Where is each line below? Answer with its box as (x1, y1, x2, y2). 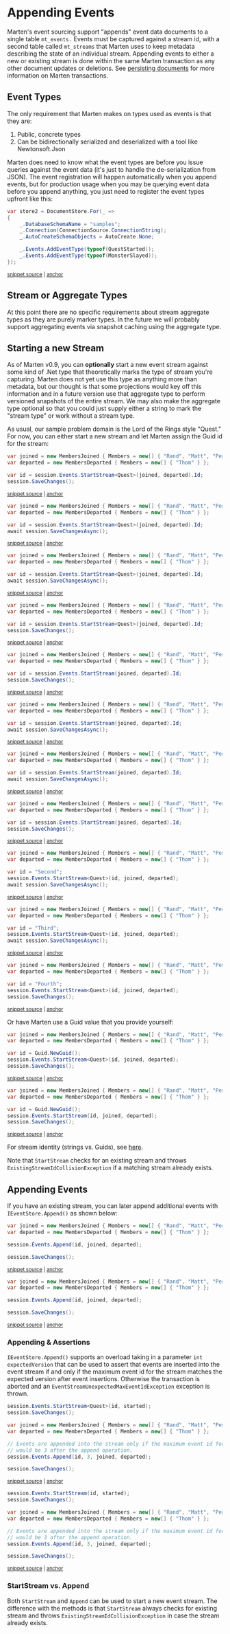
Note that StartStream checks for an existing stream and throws (7, 1156, 187, 1165)
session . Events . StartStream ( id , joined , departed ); (7, 1112, 157, 1119)
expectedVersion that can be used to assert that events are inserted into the (7, 1361, 220, 1369)
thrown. (7, 1389, 29, 1398)
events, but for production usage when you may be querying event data (7, 180, 209, 188)
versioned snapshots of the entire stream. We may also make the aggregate (7, 397, 221, 405)
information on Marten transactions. (7, 71, 108, 80)
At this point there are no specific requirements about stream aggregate (7, 308, 209, 316)
